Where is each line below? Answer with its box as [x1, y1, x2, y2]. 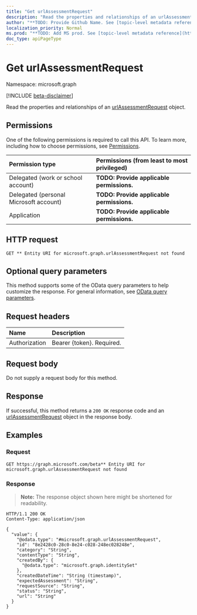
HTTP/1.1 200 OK [6, 511, 46, 517]
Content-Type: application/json [6, 516, 85, 522]
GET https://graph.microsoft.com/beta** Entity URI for [6, 461, 145, 467]
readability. [20, 499, 48, 506]
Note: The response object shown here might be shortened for [20, 493, 173, 500]
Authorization [9, 339, 46, 347]
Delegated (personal [9, 190, 66, 199]
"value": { [11, 532, 38, 537]
